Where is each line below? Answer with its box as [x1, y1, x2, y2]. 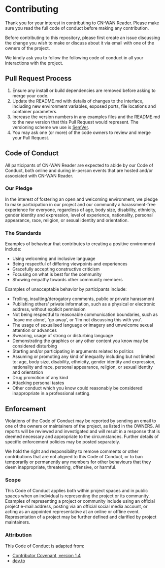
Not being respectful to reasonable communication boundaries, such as [12, 311, 158, 317]
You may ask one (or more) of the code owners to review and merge [12, 130, 151, 135]
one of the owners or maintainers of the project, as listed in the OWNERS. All [5, 423, 161, 429]
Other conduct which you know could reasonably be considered [12, 385, 143, 391]
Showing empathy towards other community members [12, 277, 123, 283]
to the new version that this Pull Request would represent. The [12, 119, 139, 125]
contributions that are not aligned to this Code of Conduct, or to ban [5, 453, 143, 459]
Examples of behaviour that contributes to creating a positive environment [5, 241, 156, 247]
